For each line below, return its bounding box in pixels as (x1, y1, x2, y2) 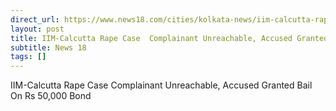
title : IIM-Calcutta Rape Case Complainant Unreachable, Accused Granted (10, 33, 329, 43)
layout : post (10, 24, 65, 34)
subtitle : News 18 (10, 42, 87, 53)
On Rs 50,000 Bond (10, 90, 92, 102)
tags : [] (10, 52, 47, 62)
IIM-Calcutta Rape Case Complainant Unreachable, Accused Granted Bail (10, 79, 313, 91)
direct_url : (10, 14, 60, 25)
